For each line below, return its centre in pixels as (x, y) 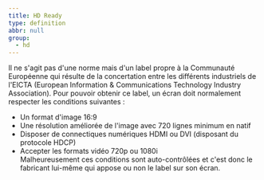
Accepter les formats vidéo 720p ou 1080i (89, 151)
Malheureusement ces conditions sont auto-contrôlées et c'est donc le (136, 159)
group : (19, 38)
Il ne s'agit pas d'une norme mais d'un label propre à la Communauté (122, 68)
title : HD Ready (35, 16)
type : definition (37, 23)
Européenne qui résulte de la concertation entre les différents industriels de (132, 76)
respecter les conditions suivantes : (67, 102)
